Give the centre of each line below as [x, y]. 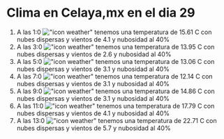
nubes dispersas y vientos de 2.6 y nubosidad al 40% [94, 54]
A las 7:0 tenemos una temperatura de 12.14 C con [115, 76]
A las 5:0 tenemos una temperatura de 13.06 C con [115, 61]
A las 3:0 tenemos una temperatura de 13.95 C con [115, 47]
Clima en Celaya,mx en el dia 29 [101, 13]
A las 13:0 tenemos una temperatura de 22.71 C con [117, 120]
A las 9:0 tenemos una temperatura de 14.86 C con [115, 91]
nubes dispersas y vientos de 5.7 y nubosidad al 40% [94, 128]
